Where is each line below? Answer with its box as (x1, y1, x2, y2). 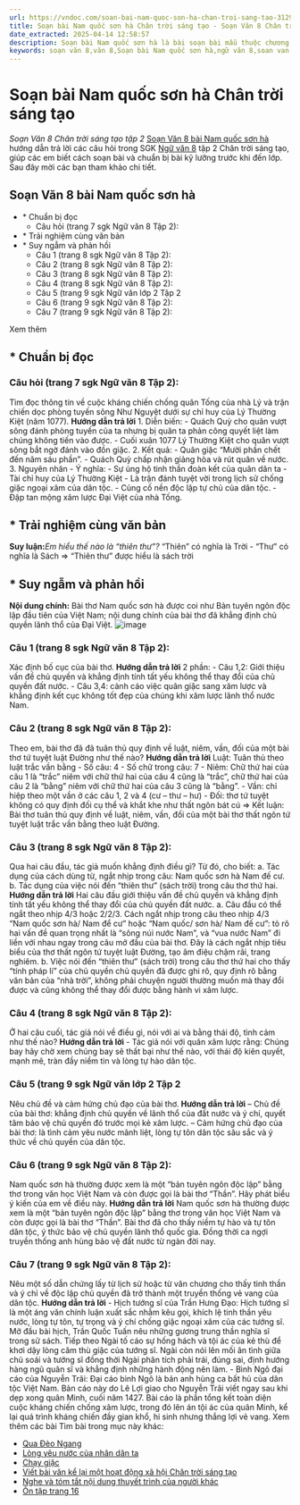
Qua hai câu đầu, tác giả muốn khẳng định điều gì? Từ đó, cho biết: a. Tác (9, 862, 280, 872)
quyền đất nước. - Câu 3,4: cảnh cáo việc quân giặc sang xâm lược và (9, 681, 267, 692)
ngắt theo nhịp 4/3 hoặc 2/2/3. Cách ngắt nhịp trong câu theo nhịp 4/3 (9, 909, 270, 920)
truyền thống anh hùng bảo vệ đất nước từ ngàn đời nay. (9, 1235, 216, 1247)
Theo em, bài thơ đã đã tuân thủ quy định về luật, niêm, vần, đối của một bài (9, 743, 289, 753)
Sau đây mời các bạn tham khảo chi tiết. (9, 162, 157, 172)
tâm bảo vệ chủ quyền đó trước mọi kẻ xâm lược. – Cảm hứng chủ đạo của (9, 1117, 283, 1128)
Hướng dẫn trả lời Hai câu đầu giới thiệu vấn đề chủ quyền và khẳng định (9, 890, 279, 901)
